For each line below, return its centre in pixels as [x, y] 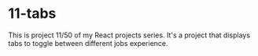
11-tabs [32, 14]
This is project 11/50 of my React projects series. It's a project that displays [129, 35]
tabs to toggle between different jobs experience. [88, 43]
